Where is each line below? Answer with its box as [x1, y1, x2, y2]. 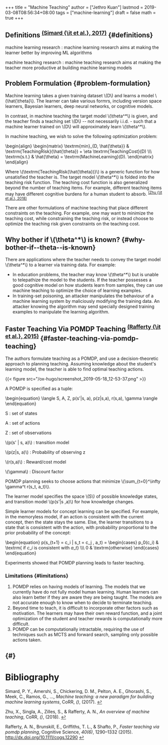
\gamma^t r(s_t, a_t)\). [5, 483, 50, 489]
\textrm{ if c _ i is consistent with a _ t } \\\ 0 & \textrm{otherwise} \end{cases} [5, 544, 159, 550]
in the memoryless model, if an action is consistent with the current [5, 513, 144, 519]
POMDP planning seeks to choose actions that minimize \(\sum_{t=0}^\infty [5, 478, 161, 484]
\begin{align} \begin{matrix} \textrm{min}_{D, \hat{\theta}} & [5, 143, 129, 149]
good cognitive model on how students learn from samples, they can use [12, 282, 163, 288]
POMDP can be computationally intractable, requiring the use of [12, 626, 144, 632]
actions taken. [12, 637, 41, 643]
